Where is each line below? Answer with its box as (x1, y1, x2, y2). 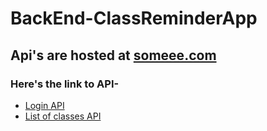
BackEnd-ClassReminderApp (10, 7, 258, 30)
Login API (24, 99, 65, 111)
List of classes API (24, 110, 102, 122)
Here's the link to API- (10, 77, 120, 91)
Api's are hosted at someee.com (10, 47, 217, 64)
